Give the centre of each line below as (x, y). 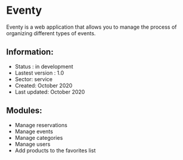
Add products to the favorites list (55, 150)
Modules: (24, 111)
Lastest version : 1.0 (39, 73)
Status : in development (44, 66)
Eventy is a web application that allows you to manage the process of (91, 27)
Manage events (34, 131)
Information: (30, 52)
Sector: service (33, 79)
